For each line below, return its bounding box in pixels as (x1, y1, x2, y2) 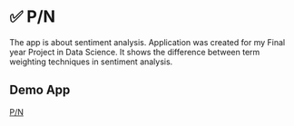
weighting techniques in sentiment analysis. (9, 56, 173, 67)
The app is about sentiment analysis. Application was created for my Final (9, 36, 286, 47)
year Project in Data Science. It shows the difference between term (9, 46, 260, 57)
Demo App (9, 82, 71, 98)
